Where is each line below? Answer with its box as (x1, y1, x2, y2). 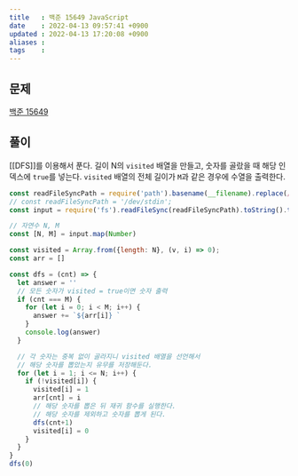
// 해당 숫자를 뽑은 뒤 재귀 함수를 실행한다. (32, 401, 176, 410)
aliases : (9, 37, 46, 47)
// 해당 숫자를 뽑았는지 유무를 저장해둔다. (17, 361, 153, 369)
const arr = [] (9, 254, 66, 263)
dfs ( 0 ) (9, 459, 34, 469)
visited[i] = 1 (32, 385, 90, 394)
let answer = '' (17, 278, 77, 287)
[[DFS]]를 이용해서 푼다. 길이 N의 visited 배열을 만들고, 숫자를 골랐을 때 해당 (9, 160, 277, 171)
